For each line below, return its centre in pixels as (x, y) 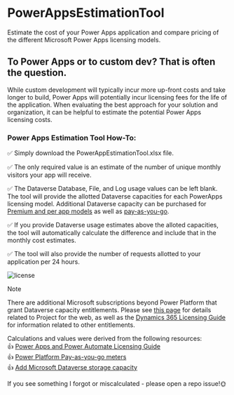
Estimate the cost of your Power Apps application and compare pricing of (113, 32)
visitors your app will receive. (50, 175)
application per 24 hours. (44, 262)
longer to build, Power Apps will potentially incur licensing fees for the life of (117, 97)
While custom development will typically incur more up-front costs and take (117, 90)
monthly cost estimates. (42, 241)
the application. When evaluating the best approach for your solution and (113, 105)
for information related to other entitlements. (71, 325)
